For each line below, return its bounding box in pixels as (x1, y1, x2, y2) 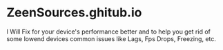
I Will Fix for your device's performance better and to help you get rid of (6, 27, 211, 36)
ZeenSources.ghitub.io (6, 5, 142, 21)
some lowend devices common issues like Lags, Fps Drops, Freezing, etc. (6, 34, 217, 42)
